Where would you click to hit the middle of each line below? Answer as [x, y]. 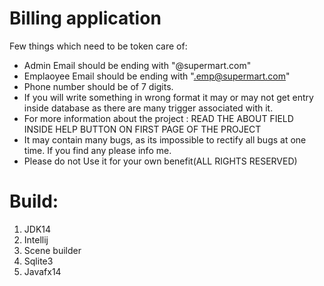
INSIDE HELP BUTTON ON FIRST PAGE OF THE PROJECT [142, 129]
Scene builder [52, 250]
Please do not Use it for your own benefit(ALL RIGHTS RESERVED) [160, 161]
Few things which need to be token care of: [98, 46]
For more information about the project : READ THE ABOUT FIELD [158, 118]
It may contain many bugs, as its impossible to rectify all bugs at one [165, 139]
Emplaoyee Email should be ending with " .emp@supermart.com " [157, 76]
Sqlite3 [38, 261]
